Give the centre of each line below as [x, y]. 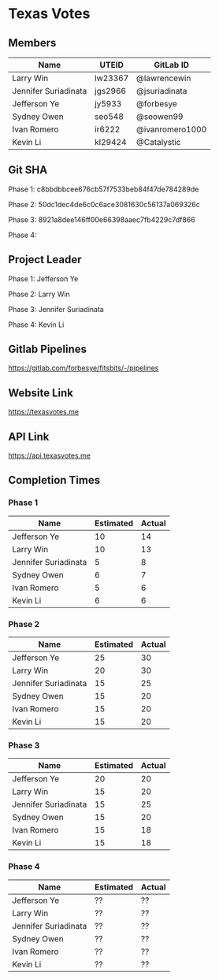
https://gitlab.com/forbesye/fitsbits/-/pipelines [84, 368]
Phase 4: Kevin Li [36, 325]
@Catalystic [159, 142]
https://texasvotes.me [44, 412]
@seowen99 [160, 117]
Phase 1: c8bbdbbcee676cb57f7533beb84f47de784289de [104, 189]
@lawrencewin [164, 78]
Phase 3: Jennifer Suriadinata [56, 309]
